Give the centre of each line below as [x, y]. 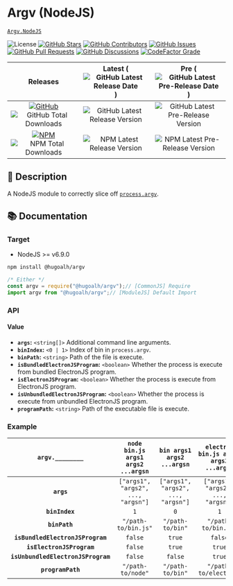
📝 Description [37, 177]
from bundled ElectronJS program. [67, 372]
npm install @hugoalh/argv [46, 267]
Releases [44, 81]
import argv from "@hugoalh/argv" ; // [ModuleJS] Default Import [102, 293]
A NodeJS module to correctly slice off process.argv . [83, 193]
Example [22, 426]
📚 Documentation [48, 216]
